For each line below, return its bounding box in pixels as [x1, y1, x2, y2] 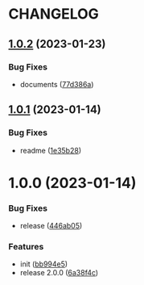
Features [8, 241, 44, 252]
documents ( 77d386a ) [19, 79, 94, 89]
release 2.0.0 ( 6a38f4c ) [19, 268, 99, 278]
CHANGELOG [8, 5, 99, 23]
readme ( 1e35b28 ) [19, 145, 82, 155]
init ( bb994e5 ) [19, 259, 68, 269]
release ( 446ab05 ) [19, 221, 83, 231]
